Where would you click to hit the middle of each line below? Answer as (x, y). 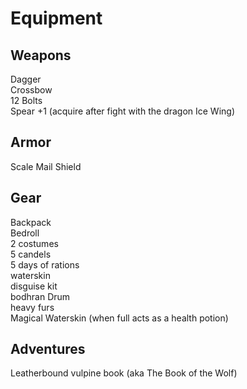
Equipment (56, 18)
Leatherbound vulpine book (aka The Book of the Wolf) (124, 373)
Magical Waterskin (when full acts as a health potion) (119, 318)
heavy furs (32, 307)
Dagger (26, 79)
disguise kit (34, 286)
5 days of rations (45, 264)
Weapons (41, 55)
